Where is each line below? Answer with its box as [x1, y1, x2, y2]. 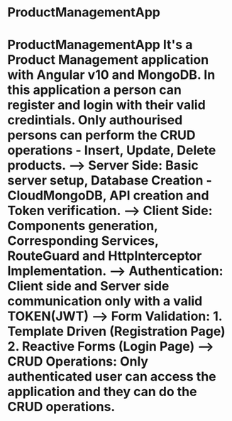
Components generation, [7, 218, 158, 234]
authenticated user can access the [7, 368, 216, 385]
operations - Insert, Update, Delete [7, 143, 216, 158]
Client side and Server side [7, 278, 170, 295]
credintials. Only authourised [7, 112, 183, 129]
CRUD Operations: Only [7, 354, 149, 370]
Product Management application [7, 52, 209, 68]
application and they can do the [7, 384, 197, 400]
